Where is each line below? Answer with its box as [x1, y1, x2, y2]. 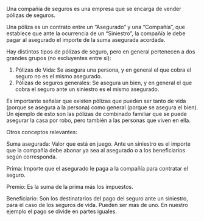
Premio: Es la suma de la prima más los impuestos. [6, 183, 133, 190]
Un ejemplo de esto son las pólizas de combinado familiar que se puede [6, 110, 187, 117]
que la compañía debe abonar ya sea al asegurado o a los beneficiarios [6, 147, 186, 154]
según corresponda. [6, 153, 57, 160]
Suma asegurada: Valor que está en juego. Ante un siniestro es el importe [6, 140, 191, 148]
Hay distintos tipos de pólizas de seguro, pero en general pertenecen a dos [6, 48, 195, 55]
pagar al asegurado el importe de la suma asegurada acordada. [6, 36, 166, 43]
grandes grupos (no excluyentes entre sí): [6, 55, 111, 61]
